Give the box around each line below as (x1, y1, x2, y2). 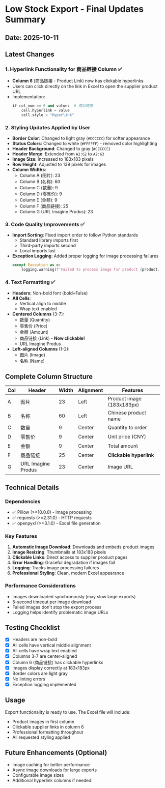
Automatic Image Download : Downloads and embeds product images (12, 544, 155, 550)
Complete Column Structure (5, 372, 93, 380)
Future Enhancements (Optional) (5, 749, 107, 757)
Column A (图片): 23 (19, 173, 60, 178)
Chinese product (108, 409, 146, 416)
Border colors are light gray (12, 670, 68, 676)
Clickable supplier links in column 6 (12, 724, 84, 730)
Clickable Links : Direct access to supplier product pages (12, 555, 128, 560)
